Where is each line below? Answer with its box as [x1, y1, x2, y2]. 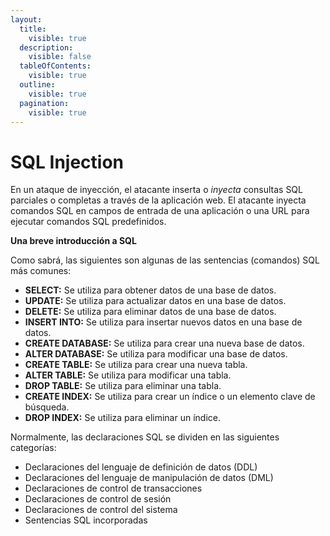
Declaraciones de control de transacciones [24, 482, 203, 495]
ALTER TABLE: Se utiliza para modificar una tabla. [24, 369, 232, 381]
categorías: [10, 442, 57, 454]
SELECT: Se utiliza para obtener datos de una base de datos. [24, 284, 277, 296]
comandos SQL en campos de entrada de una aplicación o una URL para [10, 205, 310, 217]
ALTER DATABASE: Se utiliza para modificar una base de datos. [24, 348, 288, 360]
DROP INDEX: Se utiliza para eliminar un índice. [24, 412, 221, 424]
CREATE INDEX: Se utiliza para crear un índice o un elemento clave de [24, 391, 316, 403]
